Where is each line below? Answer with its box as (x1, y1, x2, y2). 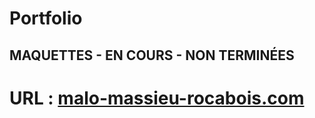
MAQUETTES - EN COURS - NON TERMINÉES (9, 47, 295, 64)
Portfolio (9, 7, 83, 30)
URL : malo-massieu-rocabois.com (9, 87, 305, 109)
